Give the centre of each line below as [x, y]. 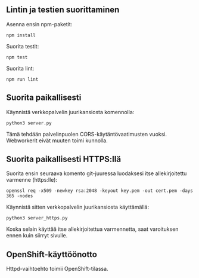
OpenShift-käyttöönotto [52, 254]
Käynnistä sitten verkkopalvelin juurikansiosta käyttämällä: [78, 207]
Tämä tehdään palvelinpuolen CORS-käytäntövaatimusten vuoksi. [87, 134]
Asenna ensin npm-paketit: [39, 24]
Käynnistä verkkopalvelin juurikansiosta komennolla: [70, 112]
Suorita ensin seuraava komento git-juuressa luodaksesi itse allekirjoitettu [97, 173]
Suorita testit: [23, 46]
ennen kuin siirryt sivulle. [37, 236]
